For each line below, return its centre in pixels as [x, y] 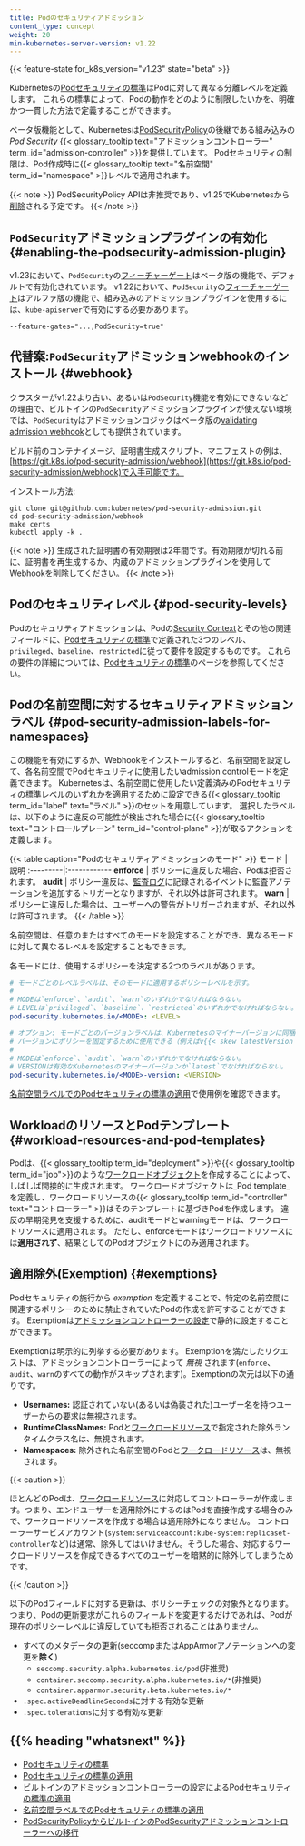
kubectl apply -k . [46, 532]
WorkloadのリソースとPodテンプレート [120, 1125]
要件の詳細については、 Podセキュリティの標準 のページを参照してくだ [147, 662]
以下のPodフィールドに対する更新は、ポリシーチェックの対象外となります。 [151, 1603]
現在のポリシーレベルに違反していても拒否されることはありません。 [136, 1626]
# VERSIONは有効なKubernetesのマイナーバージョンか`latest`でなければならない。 [148, 1067]
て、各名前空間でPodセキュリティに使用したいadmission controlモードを [145, 771]
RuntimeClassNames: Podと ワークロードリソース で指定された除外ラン [156, 1427]
